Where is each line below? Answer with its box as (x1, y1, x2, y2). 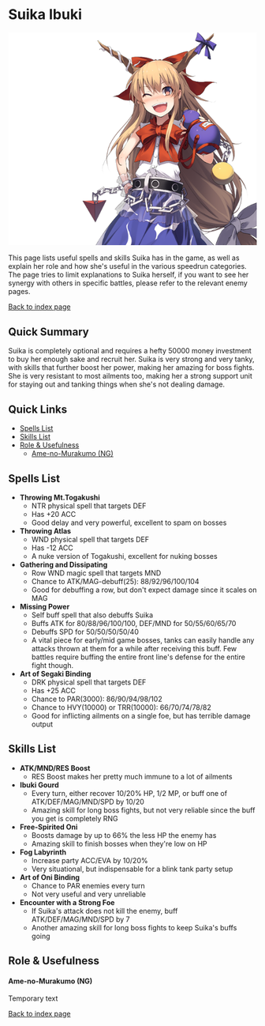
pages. (8, 287, 31, 296)
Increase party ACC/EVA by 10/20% (31, 855, 148, 865)
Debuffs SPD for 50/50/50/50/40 (31, 627, 140, 636)
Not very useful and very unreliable (31, 889, 146, 899)
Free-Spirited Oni (19, 822, 78, 832)
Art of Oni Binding (19, 872, 80, 882)
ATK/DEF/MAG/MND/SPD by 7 (31, 915, 130, 924)
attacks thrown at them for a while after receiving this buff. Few (31, 643, 237, 653)
